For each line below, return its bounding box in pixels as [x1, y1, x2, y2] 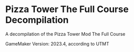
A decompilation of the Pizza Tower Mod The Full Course [5, 31, 125, 37]
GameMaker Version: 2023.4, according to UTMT [5, 40, 109, 46]
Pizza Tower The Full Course [5, 4, 129, 15]
